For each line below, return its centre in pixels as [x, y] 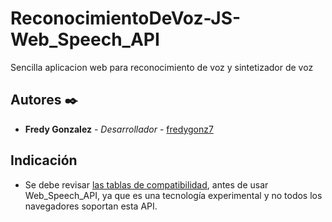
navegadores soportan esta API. [91, 206]
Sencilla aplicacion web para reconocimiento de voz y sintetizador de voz [162, 67]
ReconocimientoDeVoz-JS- [126, 18]
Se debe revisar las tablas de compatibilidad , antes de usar [146, 184]
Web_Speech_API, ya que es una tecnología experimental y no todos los [173, 195]
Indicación [44, 160]
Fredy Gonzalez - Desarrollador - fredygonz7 [119, 129]
